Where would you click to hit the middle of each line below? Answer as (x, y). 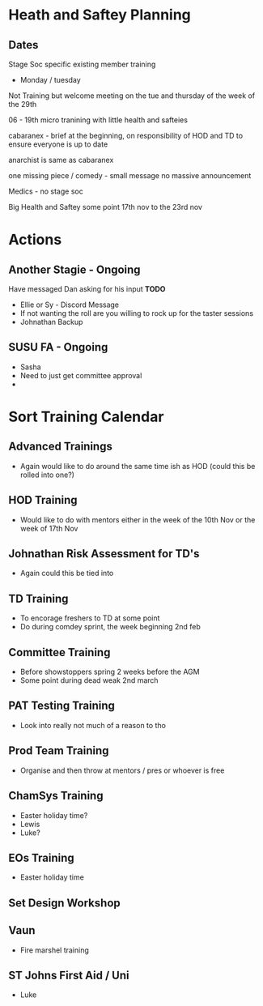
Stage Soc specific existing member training (82, 64)
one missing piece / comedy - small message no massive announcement (130, 175)
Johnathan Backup (51, 322)
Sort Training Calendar (86, 417)
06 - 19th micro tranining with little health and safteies (98, 120)
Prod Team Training (59, 751)
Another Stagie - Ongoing (74, 269)
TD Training (38, 598)
